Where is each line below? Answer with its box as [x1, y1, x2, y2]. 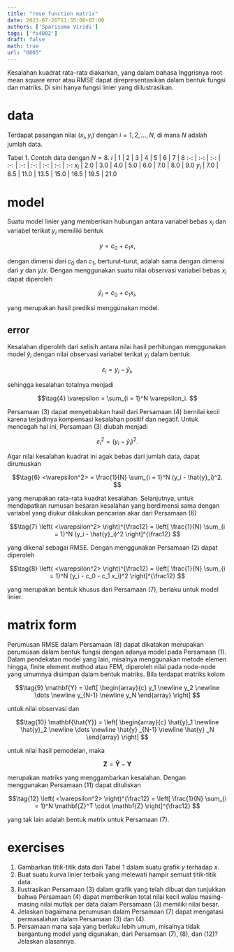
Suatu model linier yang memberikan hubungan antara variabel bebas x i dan [7, 217, 227, 228]
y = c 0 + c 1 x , [98, 242, 136, 251]
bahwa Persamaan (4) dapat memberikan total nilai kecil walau [17, 892, 198, 901]
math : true [7, 43, 39, 50]
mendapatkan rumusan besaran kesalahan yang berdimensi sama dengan [7, 501, 220, 510]
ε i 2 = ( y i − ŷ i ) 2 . [96, 436, 138, 447]
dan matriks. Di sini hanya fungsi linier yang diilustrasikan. [7, 83, 174, 91]
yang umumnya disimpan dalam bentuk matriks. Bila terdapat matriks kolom [7, 670, 226, 678]
